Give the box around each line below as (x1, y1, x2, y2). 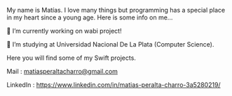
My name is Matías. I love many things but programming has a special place (6, 6, 226, 14)
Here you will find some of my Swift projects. (6, 54, 136, 62)
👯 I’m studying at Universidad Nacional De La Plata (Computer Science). (6, 40, 214, 48)
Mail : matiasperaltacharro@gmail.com (6, 67, 118, 75)
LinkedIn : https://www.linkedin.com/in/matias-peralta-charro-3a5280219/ (6, 81, 221, 89)
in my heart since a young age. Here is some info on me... (6, 13, 173, 22)
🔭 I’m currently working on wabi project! (6, 27, 122, 35)
